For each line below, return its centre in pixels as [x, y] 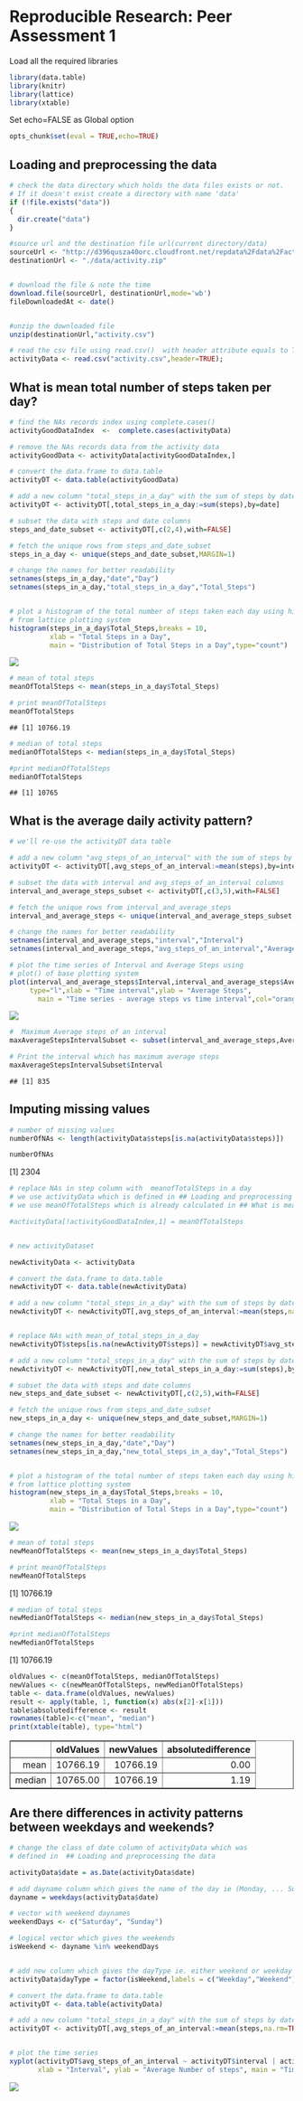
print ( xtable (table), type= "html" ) [76, 1727]
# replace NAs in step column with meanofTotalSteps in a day [131, 1189]
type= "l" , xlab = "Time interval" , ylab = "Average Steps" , [141, 990]
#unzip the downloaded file [62, 326]
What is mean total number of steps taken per [141, 387]
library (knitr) [38, 86]
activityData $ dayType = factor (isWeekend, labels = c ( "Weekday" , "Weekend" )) [155, 1979]
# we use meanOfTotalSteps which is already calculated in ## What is [145, 1206]
